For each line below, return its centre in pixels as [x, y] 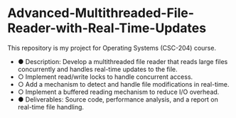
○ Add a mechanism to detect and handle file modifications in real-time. [123, 84]
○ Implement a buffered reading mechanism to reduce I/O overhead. [118, 92]
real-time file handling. [50, 107]
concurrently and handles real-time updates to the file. [97, 69]
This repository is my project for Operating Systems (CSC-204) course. [112, 48]
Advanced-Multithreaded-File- [101, 13]
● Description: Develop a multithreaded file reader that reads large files [123, 61]
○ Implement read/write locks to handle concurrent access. [105, 77]
